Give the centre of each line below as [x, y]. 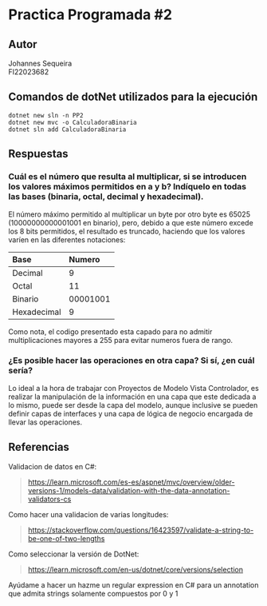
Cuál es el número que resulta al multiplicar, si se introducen [128, 177]
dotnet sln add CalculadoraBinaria [67, 130]
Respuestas [39, 154]
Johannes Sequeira [40, 63]
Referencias [39, 447]
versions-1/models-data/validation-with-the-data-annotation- [129, 490]
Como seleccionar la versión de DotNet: [74, 554]
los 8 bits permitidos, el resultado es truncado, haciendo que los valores [127, 231]
